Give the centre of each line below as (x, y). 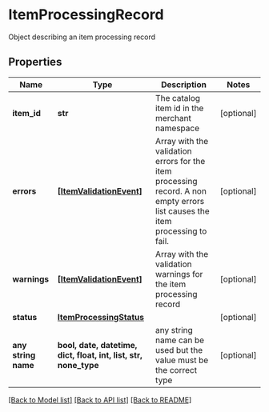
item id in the (179, 108)
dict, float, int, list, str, (100, 355)
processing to (181, 231)
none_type (78, 365)
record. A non (181, 191)
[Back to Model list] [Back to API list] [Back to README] (100, 400)
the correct (176, 370)
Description (184, 84)
